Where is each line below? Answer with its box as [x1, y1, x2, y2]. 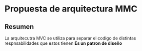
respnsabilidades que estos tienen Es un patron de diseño [4, 40, 122, 46]
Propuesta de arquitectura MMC [4, 3, 138, 14]
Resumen [4, 23, 34, 31]
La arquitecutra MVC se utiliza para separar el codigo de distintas [4, 35, 136, 41]
